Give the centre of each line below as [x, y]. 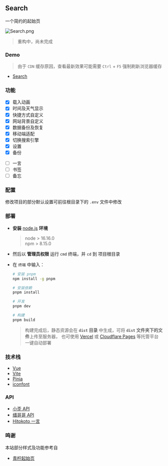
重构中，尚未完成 [35, 41]
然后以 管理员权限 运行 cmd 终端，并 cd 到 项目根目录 [66, 254]
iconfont [21, 384]
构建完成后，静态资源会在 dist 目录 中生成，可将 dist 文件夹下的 [91, 330]
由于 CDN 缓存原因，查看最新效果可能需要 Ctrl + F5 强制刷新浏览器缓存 [90, 66]
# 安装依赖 [22, 288]
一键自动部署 [38, 342]
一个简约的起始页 [23, 21]
